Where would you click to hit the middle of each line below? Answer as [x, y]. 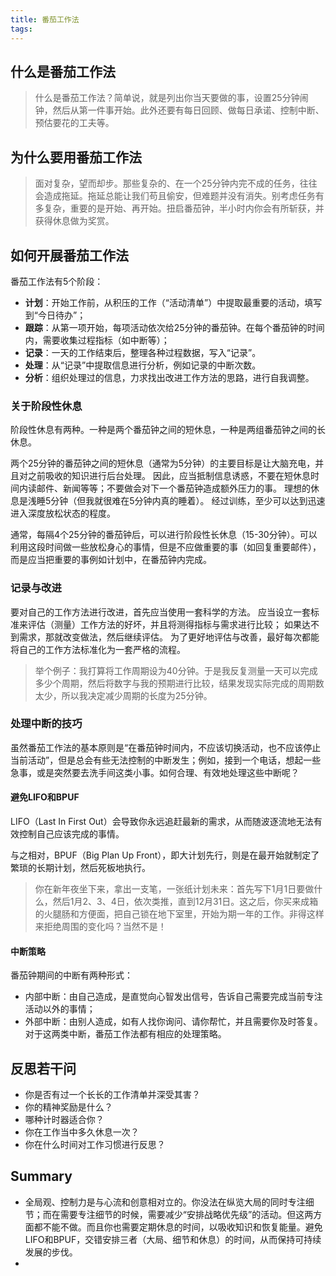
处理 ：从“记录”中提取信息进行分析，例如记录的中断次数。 [143, 365]
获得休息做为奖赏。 [74, 221]
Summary [41, 1176]
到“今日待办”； [55, 315]
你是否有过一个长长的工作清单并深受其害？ [112, 1095]
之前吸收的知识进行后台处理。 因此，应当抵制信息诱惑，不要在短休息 [169, 476]
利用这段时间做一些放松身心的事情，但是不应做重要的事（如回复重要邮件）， [166, 547]
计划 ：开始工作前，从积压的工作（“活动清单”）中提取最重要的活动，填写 [173, 302]
